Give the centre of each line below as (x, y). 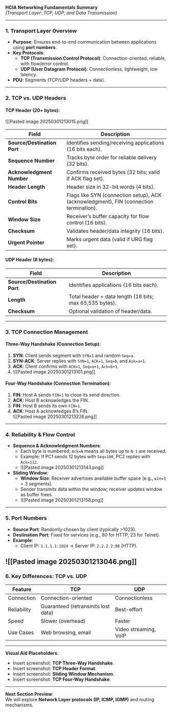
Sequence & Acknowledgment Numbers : (57, 446)
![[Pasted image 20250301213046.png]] (71, 561)
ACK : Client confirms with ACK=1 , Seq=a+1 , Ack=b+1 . (66, 366)
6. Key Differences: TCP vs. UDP (46, 576)
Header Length (26, 187)
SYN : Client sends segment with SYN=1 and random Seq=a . (73, 355)
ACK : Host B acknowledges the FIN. (51, 400)
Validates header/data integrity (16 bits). (115, 231)
